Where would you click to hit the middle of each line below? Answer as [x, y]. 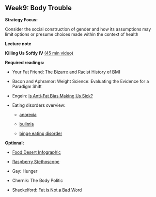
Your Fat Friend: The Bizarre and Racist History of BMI [66, 72]
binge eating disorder [41, 133]
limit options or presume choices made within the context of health [72, 34]
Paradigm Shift [27, 86]
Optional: [15, 143]
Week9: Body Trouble [38, 8]
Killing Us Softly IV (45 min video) [39, 53]
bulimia [26, 124]
